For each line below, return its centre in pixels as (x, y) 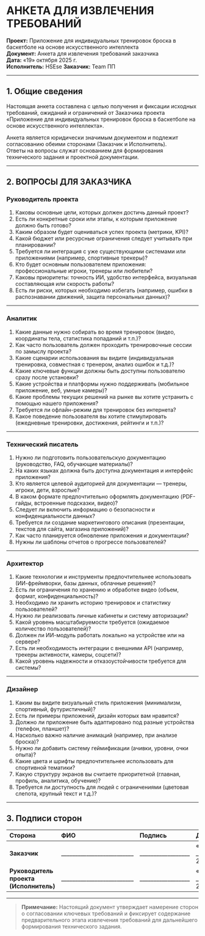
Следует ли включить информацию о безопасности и (85, 510)
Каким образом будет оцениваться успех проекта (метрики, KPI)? (102, 232)
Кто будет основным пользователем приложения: (81, 265)
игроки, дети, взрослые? (48, 490)
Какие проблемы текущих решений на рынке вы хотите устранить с (104, 397)
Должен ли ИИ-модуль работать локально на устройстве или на (100, 635)
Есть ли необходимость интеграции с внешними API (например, (99, 648)
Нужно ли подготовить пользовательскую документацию (91, 458)
